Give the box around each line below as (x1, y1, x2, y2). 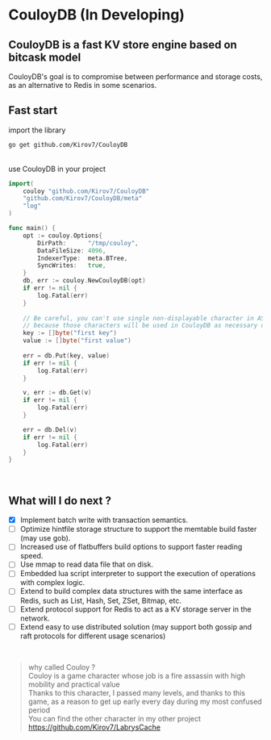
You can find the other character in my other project (27, 713, 202, 723)
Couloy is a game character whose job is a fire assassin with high (27, 671, 246, 680)
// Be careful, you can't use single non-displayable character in (23, 314, 254, 322)
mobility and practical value (27, 679, 120, 689)
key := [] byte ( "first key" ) (23, 329, 117, 337)
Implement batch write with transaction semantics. (19, 515, 188, 525)
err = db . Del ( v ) (23, 425, 78, 433)
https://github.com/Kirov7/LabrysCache (27, 722, 161, 732)
